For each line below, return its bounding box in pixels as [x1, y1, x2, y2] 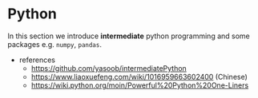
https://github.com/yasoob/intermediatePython [30, 63, 187, 73]
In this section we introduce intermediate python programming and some [7, 31, 250, 41]
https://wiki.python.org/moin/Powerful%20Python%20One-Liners [30, 80, 249, 90]
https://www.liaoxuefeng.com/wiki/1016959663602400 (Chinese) [30, 72, 248, 81]
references [18, 55, 55, 65]
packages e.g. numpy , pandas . [7, 39, 102, 49]
